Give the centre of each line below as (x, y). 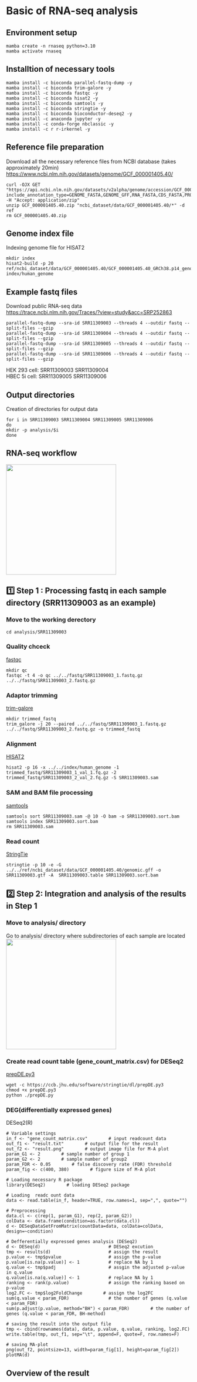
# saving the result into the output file (59, 1324)
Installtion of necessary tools (61, 69)
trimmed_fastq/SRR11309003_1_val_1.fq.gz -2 (61, 773)
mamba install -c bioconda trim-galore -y (59, 88)
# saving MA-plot (27, 1345)
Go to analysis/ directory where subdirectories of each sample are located (96, 936)
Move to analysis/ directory (46, 923)
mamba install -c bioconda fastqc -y (52, 93)
